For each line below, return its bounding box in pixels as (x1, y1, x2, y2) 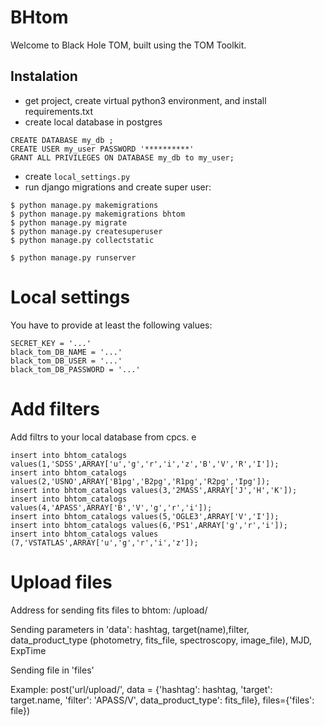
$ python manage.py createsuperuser (10, 226, 163, 236)
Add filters (10, 397, 100, 420)
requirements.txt (24, 105, 94, 117)
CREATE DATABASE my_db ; (10, 135, 114, 145)
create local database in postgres (24, 116, 163, 128)
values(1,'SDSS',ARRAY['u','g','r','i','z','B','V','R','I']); (10, 459, 280, 469)
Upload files (10, 571, 113, 593)
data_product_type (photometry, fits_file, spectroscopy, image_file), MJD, (10, 634, 313, 646)
